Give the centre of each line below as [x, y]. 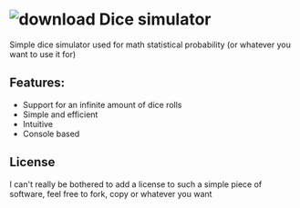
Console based [51, 134]
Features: [37, 83]
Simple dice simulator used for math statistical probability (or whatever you [150, 45]
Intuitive [37, 124]
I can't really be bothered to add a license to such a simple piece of [136, 184]
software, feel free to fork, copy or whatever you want [111, 193]
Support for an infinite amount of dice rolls [102, 104]
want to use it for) [43, 54]
